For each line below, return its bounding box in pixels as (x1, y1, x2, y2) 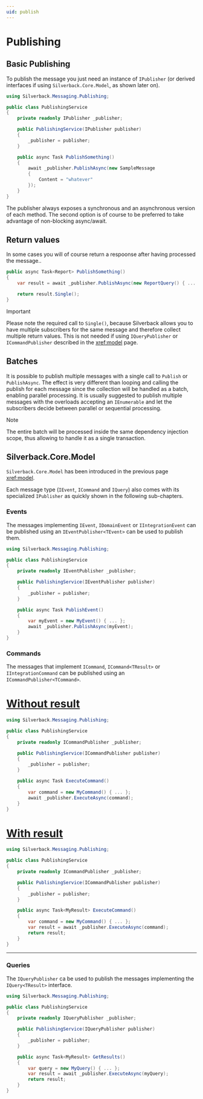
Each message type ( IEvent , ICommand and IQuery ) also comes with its (6, 486, 179, 493)
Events (6, 508, 27, 516)
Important (6, 307, 31, 315)
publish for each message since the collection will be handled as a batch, (6, 385, 188, 392)
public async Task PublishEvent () (17, 606, 104, 613)
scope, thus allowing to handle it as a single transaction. (6, 434, 146, 442)
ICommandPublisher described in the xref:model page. (6, 338, 138, 346)
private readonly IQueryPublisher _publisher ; (17, 1015, 137, 1022)
